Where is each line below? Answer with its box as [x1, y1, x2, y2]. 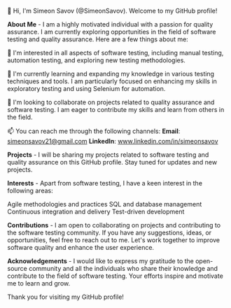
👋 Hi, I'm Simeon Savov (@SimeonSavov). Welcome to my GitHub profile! [7, 7, 218, 15]
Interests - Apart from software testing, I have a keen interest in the [7, 179, 203, 187]
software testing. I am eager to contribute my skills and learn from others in [7, 106, 225, 113]
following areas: [7, 186, 54, 195]
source [7, 265, 28, 272]
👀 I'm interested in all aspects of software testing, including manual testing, [7, 49, 224, 57]
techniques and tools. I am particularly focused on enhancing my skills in [7, 77, 217, 85]
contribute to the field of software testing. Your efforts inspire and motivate [7, 272, 224, 280]
